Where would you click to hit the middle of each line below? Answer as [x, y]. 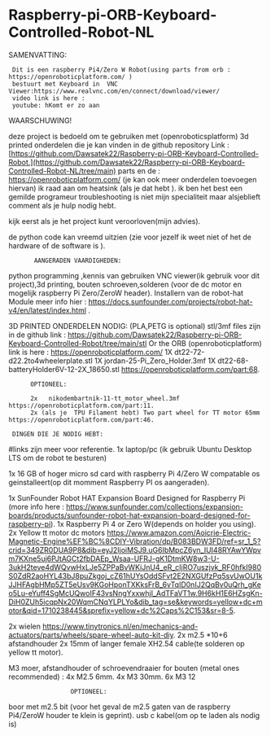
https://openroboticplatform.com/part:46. [81, 420]
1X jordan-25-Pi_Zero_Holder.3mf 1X [155, 361]
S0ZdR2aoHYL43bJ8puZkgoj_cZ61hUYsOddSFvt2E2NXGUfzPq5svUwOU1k [135, 576]
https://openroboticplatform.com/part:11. [81, 405]
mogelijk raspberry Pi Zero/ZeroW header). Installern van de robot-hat [126, 293]
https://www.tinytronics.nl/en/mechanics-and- [120, 626]
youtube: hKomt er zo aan [56, 105]
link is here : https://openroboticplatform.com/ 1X [91, 352]
